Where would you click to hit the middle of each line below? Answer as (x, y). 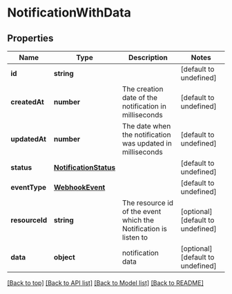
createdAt (28, 102)
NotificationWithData (69, 13)
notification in (144, 106)
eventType (29, 187)
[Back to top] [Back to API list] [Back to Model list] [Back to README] (105, 283)
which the (138, 220)
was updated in (147, 143)
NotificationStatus (85, 167)
